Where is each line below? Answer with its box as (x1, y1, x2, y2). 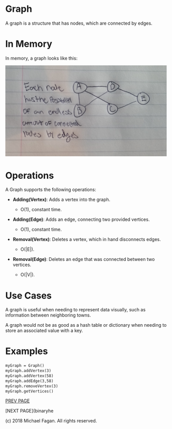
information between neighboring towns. (5, 312, 91, 319)
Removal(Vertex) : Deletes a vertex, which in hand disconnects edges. (12, 236, 161, 243)
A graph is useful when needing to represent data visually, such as (5, 307, 146, 313)
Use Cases (5, 290, 52, 301)
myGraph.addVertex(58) (5, 374, 54, 379)
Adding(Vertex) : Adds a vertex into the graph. (12, 196, 111, 203)
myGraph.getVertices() (5, 389, 54, 394)
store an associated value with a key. (5, 327, 83, 334)
